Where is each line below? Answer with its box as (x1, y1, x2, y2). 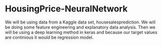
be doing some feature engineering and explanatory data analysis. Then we (5, 24, 156, 30)
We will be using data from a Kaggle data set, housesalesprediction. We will (5, 19, 156, 25)
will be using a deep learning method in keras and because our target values (5, 29, 158, 35)
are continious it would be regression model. (5, 34, 94, 40)
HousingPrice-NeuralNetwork (5, 3, 128, 14)
